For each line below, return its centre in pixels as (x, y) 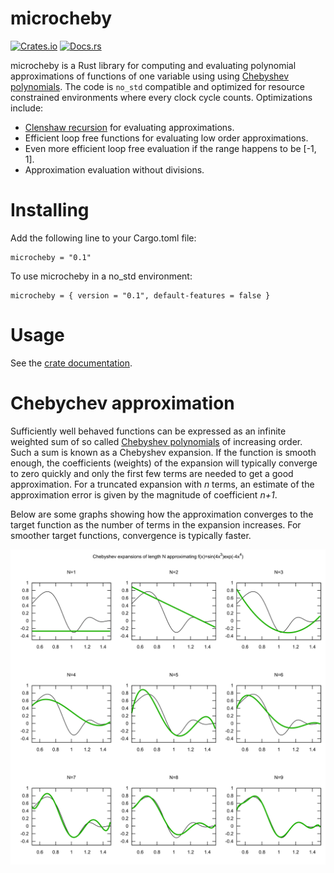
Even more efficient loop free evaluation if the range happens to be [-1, (170, 148)
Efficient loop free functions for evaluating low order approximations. (166, 138)
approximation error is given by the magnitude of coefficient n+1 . (144, 494)
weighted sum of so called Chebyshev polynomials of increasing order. (156, 441)
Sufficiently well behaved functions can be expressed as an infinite (148, 431)
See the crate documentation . (71, 363)
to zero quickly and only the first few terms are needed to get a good (152, 473)
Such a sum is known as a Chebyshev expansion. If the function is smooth (163, 452)
